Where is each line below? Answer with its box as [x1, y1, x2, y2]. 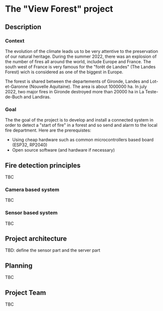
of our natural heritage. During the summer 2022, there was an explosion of [5, 53, 157, 59]
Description [5, 23, 41, 31]
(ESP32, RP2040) [12, 142, 48, 148]
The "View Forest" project [5, 3, 113, 15]
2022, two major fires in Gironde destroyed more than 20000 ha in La [5, 88, 145, 94]
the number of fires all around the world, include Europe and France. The [5, 58, 151, 64]
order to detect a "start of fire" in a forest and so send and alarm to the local [5, 122, 158, 128]
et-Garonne [5, 84, 28, 89]
